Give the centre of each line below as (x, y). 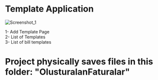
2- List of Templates (25, 37)
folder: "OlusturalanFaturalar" (68, 72)
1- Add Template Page (27, 32)
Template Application (49, 9)
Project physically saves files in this (79, 62)
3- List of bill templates (28, 42)
